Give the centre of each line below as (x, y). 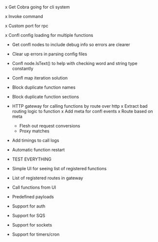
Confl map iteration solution (40, 78)
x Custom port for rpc (27, 26)
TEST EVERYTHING (32, 159)
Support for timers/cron (36, 234)
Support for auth (28, 206)
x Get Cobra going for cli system (37, 7)
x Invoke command (24, 16)
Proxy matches (34, 131)
